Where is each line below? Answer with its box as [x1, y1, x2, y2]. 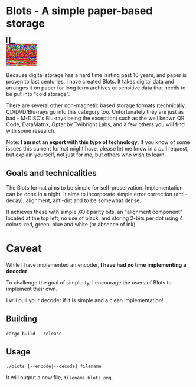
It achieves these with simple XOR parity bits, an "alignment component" [6, 208, 183, 215]
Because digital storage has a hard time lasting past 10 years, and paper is [6, 71, 187, 78]
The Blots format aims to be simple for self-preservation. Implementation [6, 184, 183, 191]
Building [6, 314, 37, 324]
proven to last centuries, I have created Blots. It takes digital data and [6, 78, 174, 85]
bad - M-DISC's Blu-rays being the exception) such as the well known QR [6, 114, 185, 121]
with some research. [6, 127, 56, 134]
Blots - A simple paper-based [6, 4, 153, 18]
